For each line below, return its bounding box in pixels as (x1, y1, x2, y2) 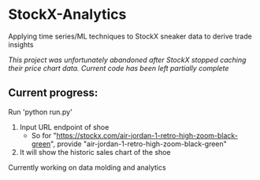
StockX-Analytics (8, 6, 127, 24)
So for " (31, 130, 57, 140)
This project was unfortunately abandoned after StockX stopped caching (8, 55, 247, 64)
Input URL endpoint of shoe (19, 122, 110, 131)
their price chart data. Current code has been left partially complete (8, 63, 229, 72)
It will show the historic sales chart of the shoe (19, 147, 171, 156)
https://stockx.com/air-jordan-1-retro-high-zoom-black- (56, 130, 239, 140)
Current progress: (8, 86, 98, 100)
